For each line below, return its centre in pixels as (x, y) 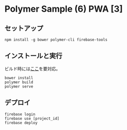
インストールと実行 (33, 56)
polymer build (19, 82)
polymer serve (19, 87)
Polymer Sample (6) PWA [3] (64, 9)
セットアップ (24, 28)
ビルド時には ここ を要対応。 (32, 68)
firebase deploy (21, 123)
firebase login (20, 114)
